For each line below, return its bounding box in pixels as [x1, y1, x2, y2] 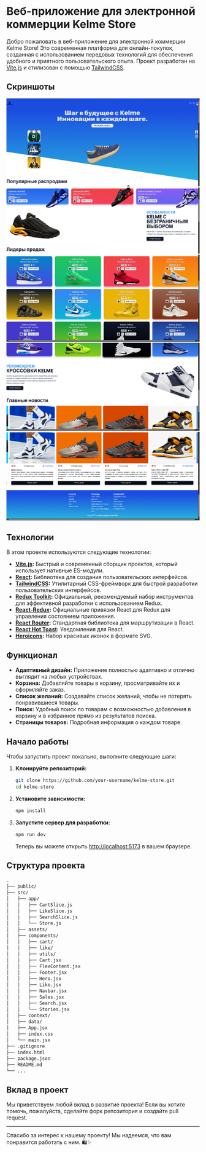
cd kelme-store [15, 784, 55, 790]
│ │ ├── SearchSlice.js [6, 914, 78, 920]
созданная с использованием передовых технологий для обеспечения [6, 50, 193, 58]
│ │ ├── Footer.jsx [6, 969, 67, 976]
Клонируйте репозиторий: [15, 765, 87, 772]
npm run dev [15, 831, 46, 837]
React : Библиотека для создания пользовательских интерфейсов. [15, 574, 189, 581]
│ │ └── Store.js [6, 920, 62, 926]
